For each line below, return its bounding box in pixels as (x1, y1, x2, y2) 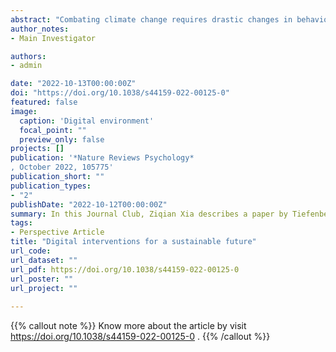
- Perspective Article (10, 227, 105, 238)
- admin (10, 61, 43, 71)
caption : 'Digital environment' (19, 116, 155, 126)
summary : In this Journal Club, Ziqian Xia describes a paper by (10, 209, 288, 219)
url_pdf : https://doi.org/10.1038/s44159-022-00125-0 (10, 264, 240, 275)
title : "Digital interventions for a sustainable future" (10, 237, 257, 247)
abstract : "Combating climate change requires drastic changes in (10, 14, 293, 25)
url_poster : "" (10, 274, 74, 284)
